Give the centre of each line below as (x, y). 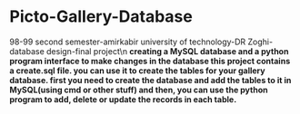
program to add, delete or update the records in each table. (123, 99)
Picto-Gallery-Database (101, 17)
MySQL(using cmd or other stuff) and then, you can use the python (139, 90)
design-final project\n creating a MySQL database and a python (168, 51)
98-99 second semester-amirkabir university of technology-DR (128, 42)
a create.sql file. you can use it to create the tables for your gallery (137, 71)
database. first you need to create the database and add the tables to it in (150, 80)
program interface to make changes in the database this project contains (150, 61)
